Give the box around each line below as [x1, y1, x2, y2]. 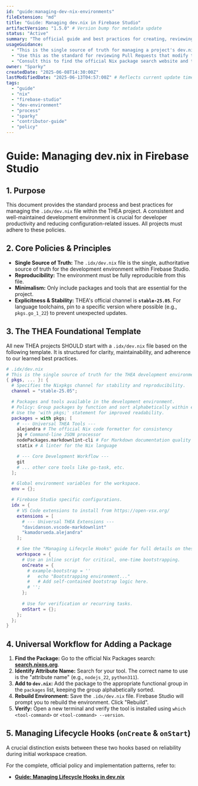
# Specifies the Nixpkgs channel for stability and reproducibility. [11, 382, 186, 389]
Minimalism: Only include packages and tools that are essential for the [14, 284, 187, 291]
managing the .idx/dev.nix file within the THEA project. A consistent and [6, 207, 184, 215]
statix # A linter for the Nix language [16, 443, 117, 449]
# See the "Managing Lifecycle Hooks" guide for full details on [16, 546, 181, 552]
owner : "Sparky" [6, 63, 46, 70]
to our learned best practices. [6, 355, 78, 362]
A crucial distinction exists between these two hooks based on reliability [6, 744, 181, 751]
